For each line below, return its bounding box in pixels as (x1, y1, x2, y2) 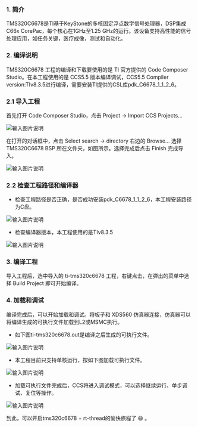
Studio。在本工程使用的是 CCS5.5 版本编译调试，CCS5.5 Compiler (6, 73, 169, 81)
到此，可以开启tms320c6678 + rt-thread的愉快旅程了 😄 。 (6, 414, 150, 422)
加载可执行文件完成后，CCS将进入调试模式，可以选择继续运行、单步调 (14, 382, 188, 389)
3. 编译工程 (6, 258, 38, 266)
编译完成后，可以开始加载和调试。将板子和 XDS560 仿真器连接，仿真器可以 (6, 311, 191, 318)
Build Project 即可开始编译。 (12, 280, 82, 287)
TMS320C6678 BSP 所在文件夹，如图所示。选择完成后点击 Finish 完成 (6, 144, 178, 151)
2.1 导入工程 (6, 97, 40, 106)
